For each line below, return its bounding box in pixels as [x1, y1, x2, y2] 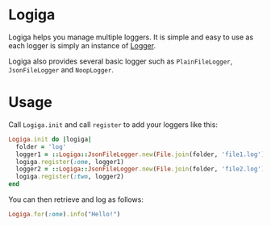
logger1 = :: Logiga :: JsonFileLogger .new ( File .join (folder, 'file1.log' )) [15, 150, 269, 158]
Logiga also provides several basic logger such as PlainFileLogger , [8, 56, 233, 66]
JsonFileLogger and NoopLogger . [8, 64, 115, 74]
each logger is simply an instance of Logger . [8, 40, 156, 50]
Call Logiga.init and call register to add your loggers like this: [8, 119, 218, 129]
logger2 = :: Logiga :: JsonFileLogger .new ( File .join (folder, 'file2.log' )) [15, 165, 269, 174]
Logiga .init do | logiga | [8, 135, 92, 143]
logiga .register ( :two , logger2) [15, 173, 125, 181]
